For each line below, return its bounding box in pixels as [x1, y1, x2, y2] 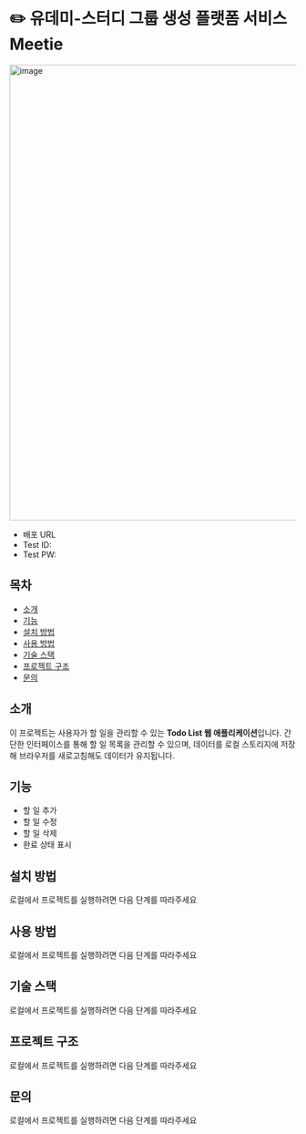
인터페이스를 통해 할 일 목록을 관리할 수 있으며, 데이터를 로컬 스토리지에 [25, 738, 280, 749]
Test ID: [22, 539, 52, 550]
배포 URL [22, 529, 56, 540]
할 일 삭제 [22, 828, 57, 839]
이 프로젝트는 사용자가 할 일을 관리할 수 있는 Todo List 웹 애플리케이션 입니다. [9, 727, 282, 738]
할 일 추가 [22, 805, 57, 816]
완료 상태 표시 [22, 840, 72, 850]
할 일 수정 [22, 817, 57, 828]
